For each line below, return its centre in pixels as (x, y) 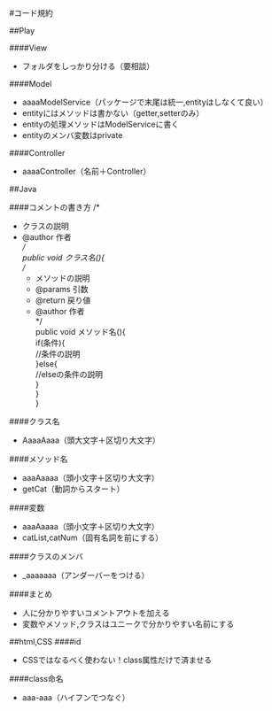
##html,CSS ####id (45, 641)
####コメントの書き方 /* (54, 207)
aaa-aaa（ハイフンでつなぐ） (76, 697)
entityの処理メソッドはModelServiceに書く (101, 124)
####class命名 (36, 679)
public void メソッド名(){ (80, 332)
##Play (22, 31)
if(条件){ (50, 343)
